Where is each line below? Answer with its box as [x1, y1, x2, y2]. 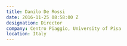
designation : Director [6, 20, 63, 26]
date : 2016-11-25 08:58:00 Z [6, 14, 79, 20]
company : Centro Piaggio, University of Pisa [6, 25, 121, 32]
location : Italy [6, 31, 47, 37]
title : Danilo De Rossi [6, 8, 66, 15]
